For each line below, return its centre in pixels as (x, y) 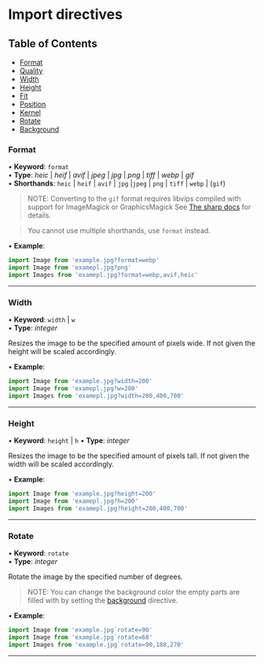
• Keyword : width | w (42, 319)
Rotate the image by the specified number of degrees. (95, 577)
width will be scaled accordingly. (61, 464)
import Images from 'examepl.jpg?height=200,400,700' (98, 508)
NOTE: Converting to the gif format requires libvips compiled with (134, 199)
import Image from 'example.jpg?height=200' (82, 494)
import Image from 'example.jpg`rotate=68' (81, 637)
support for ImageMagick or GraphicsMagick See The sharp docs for (139, 207)
